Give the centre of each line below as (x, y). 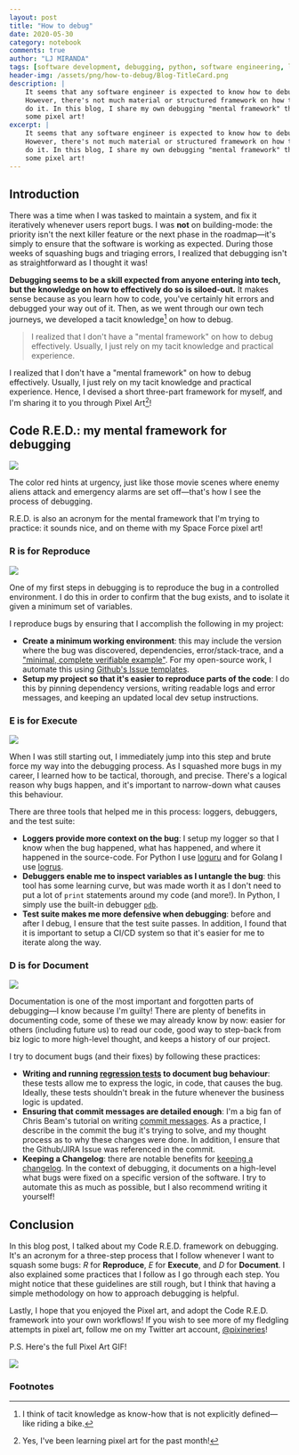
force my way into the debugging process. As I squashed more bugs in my (145, 766)
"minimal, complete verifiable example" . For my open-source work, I (147, 659)
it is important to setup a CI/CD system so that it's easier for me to (143, 933)
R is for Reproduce (50, 551)
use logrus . (43, 867)
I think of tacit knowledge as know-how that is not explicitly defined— (150, 1414)
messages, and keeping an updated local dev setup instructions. (141, 697)
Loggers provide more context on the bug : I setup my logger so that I (150, 838)
